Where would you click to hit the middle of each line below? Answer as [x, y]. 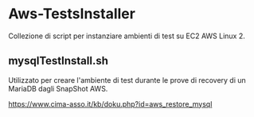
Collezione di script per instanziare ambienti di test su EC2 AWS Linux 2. [127, 36]
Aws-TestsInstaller [72, 14]
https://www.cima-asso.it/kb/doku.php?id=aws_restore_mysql [110, 103]
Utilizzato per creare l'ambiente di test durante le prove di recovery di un [127, 80]
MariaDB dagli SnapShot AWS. [58, 88]
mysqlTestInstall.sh [59, 61]
